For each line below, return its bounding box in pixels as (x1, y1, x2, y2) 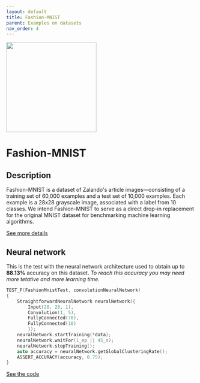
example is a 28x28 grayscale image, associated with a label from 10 (6, 199, 177, 206)
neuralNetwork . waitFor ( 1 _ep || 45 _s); (17, 337, 114, 343)
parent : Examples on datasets (6, 20, 82, 26)
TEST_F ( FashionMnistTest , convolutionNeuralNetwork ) (6, 287, 141, 294)
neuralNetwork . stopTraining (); (17, 343, 95, 349)
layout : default (6, 8, 47, 15)
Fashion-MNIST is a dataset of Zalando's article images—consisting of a (6, 186, 185, 194)
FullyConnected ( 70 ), (28, 315, 79, 321)
